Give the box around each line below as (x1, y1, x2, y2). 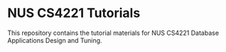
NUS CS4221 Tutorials (7, 5, 141, 21)
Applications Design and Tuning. (7, 36, 102, 44)
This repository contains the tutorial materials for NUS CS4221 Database (7, 28, 219, 37)
